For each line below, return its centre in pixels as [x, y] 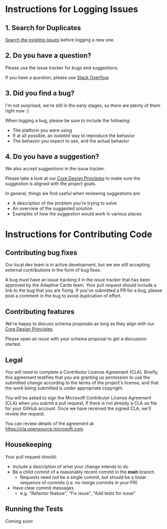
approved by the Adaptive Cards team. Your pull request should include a [81, 285]
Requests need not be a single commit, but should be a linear [83, 477]
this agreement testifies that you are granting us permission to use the [78, 377]
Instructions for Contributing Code [79, 234]
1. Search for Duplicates [43, 28]
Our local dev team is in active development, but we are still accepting [78, 265]
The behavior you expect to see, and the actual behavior [71, 141]
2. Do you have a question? [48, 56]
